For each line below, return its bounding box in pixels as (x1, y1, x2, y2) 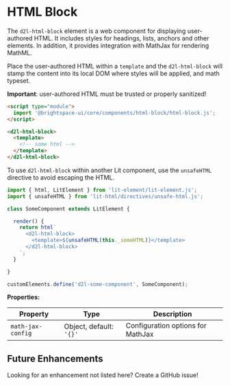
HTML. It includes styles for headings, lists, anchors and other (34, 34, 209, 42)
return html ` (19, 224, 57, 231)
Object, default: (64, 322, 114, 331)
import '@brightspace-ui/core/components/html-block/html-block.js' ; (13, 109, 216, 117)
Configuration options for (125, 321, 207, 330)
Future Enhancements (7, 352, 104, 364)
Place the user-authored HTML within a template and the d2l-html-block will (7, 62, 223, 70)
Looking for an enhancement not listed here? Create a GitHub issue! (7, 371, 199, 379)
